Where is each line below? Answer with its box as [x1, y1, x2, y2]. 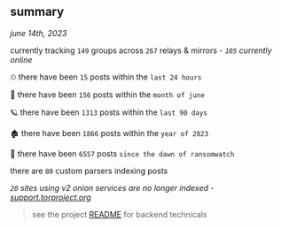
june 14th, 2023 [10, 27, 67, 38]
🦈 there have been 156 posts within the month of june [10, 89, 205, 100]
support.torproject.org [10, 192, 91, 202]
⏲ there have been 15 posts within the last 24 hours [10, 72, 202, 82]
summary [10, 4, 65, 19]
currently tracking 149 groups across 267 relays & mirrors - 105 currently [10, 45, 273, 56]
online [10, 54, 33, 65]
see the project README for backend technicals [31, 209, 207, 219]
